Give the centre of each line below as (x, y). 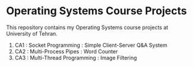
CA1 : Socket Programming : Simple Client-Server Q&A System (91, 45)
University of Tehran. (32, 33)
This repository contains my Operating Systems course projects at (87, 27)
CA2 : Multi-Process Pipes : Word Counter (66, 51)
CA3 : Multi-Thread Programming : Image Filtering (76, 58)
